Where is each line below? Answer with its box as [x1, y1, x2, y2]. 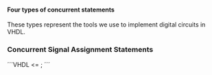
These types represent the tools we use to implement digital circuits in [7, 20, 206, 29]
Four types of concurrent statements [7, 5, 115, 14]
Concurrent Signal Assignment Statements [7, 45, 154, 55]
